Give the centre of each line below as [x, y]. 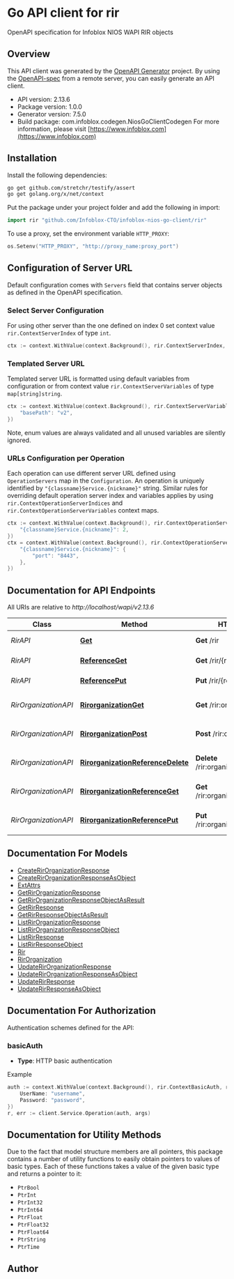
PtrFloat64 [33, 1232]
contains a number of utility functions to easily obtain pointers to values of [114, 1159]
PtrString [32, 1240]
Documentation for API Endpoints [81, 590]
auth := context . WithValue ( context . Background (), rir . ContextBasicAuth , [115, 1087]
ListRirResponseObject [50, 944]
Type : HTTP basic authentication [65, 1061]
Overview [29, 54]
